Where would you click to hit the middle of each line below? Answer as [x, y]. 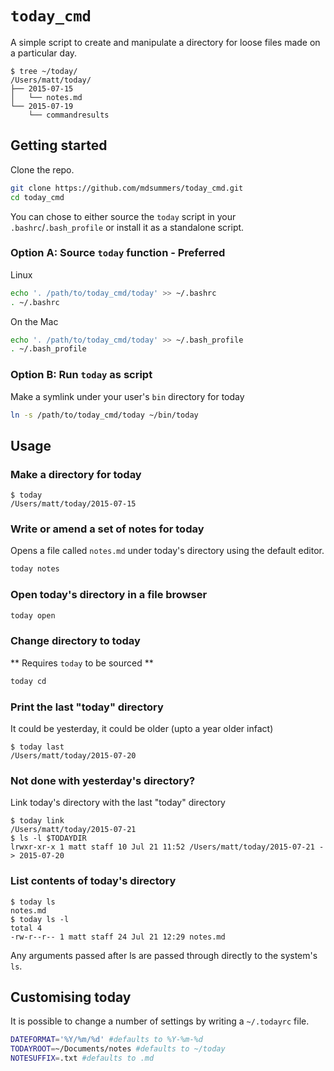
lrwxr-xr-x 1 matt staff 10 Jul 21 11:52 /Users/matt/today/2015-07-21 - [167, 847]
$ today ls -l [40, 919]
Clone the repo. [42, 169]
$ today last [37, 747]
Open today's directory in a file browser [109, 595]
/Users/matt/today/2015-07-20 [73, 755]
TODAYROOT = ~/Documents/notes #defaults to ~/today [118, 1049]
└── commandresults [69, 115]
